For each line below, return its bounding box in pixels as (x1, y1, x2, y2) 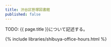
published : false (5, 12, 41, 17)
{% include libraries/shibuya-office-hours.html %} (5, 36, 107, 42)
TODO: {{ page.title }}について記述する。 (5, 26, 88, 32)
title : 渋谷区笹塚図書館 (5, 7, 50, 12)
